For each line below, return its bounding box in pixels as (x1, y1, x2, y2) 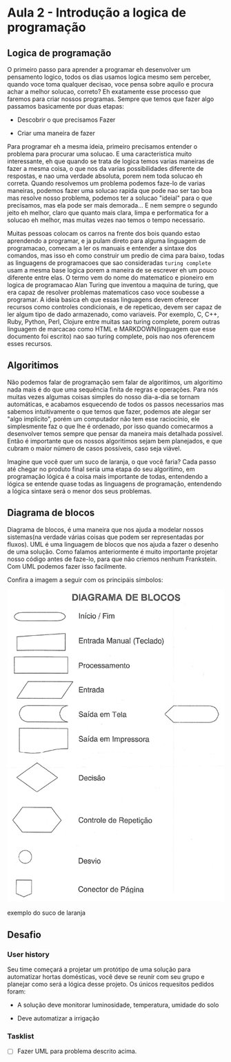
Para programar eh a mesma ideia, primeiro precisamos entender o (7, 143, 198, 150)
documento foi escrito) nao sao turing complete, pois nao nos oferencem (7, 332, 215, 340)
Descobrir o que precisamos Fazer (17, 116, 116, 124)
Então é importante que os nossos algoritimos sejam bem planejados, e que (7, 437, 223, 445)
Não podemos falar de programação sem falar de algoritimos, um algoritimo (7, 378, 223, 386)
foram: (7, 987, 26, 996)
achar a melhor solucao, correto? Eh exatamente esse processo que (7, 88, 201, 95)
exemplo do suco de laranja (7, 908, 86, 917)
